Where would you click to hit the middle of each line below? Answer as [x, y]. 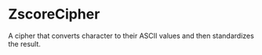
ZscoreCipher [54, 14]
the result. [25, 43]
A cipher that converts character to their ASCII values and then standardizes [131, 36]
